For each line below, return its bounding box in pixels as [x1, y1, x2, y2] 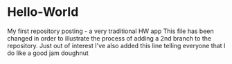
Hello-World [7, 4, 79, 20]
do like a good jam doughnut [7, 49, 89, 57]
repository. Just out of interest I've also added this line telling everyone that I [7, 41, 226, 50]
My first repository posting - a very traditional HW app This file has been [7, 27, 215, 35]
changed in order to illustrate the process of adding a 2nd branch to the [7, 34, 212, 42]
